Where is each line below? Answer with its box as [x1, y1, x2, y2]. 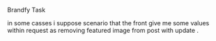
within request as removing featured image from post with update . [7, 27, 199, 34]
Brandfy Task [7, 6, 46, 14]
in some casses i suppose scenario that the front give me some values [7, 19, 210, 27]
